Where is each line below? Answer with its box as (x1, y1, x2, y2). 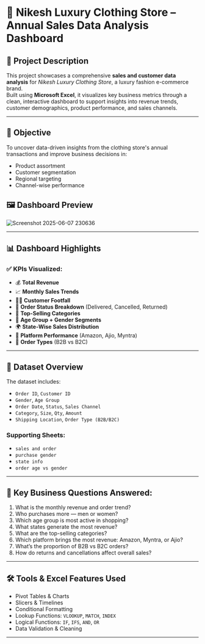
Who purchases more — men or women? (15, 510, 118, 518)
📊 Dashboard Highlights (6, 243, 101, 254)
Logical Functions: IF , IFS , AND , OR (15, 618, 99, 626)
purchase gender (15, 453, 57, 459)
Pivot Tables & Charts (15, 593, 70, 600)
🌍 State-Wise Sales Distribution (15, 323, 99, 331)
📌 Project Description (6, 55, 89, 66)
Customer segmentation (15, 168, 76, 176)
